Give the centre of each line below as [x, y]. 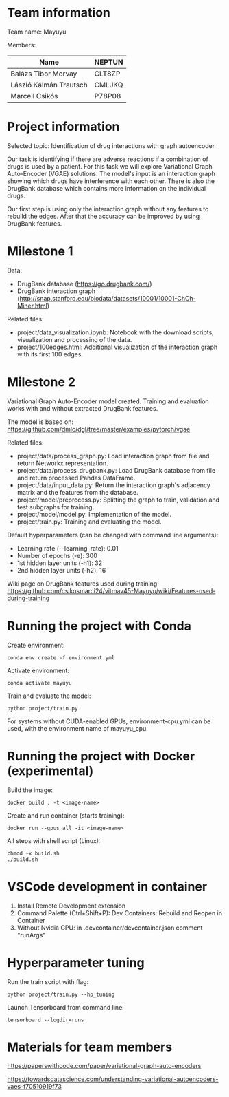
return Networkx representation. [62, 463]
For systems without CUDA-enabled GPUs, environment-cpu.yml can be [109, 721]
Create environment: [36, 645]
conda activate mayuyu [39, 683]
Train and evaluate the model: [49, 696]
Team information [59, 13]
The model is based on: [40, 422]
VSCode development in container [107, 886]
